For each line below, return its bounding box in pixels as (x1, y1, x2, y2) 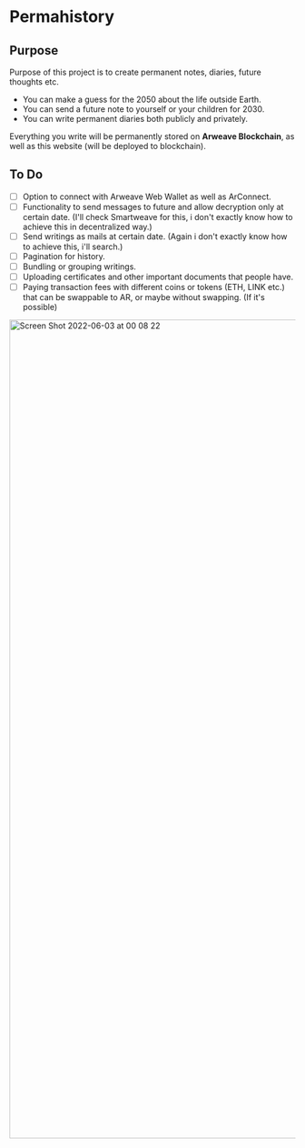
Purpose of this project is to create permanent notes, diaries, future (9, 66, 261, 77)
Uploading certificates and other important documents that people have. (22, 271, 293, 283)
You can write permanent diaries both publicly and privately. (22, 114, 248, 124)
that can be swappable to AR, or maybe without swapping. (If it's (22, 292, 265, 303)
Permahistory (9, 6, 115, 27)
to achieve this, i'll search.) (22, 241, 123, 252)
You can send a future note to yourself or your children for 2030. (22, 104, 265, 115)
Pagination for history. (22, 251, 106, 261)
